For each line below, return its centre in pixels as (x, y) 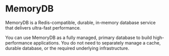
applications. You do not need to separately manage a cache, (97, 42)
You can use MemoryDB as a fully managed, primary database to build (79, 37)
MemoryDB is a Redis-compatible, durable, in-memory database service (80, 22)
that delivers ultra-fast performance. (43, 27)
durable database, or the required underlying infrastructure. (67, 48)
